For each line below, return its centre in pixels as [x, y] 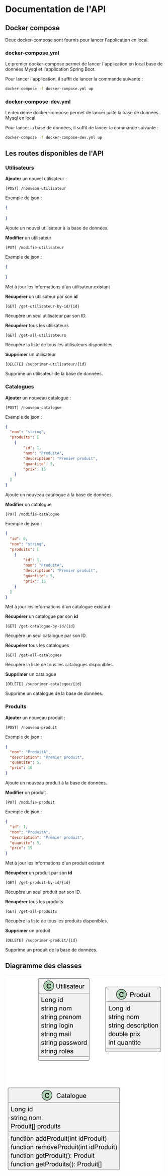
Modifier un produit [26, 793]
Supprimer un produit [28, 931]
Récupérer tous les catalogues [37, 646]
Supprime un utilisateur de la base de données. [54, 374]
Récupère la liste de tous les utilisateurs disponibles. [60, 345]
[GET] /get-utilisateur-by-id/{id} [43, 306]
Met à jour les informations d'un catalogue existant [58, 607]
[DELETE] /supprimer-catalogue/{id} [44, 684]
